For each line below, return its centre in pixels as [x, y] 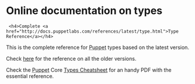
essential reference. [30, 76]
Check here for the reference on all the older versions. [71, 58]
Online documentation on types [84, 11]
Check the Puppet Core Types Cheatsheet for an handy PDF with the [89, 70]
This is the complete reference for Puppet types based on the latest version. [98, 47]
